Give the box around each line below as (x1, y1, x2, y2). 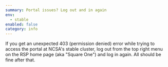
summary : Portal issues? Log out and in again (5, 7, 107, 13)
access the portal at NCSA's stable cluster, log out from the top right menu (5, 46, 163, 52)
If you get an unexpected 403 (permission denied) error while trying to (5, 40, 155, 47)
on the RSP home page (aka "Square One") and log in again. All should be (5, 52, 161, 58)
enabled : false (5, 21, 38, 27)
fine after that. (5, 57, 35, 63)
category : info (5, 27, 38, 32)
